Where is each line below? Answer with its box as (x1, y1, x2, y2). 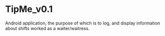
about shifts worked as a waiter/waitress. (5, 25, 90, 31)
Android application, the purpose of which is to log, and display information (5, 20, 160, 26)
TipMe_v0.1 (5, 3, 53, 15)
